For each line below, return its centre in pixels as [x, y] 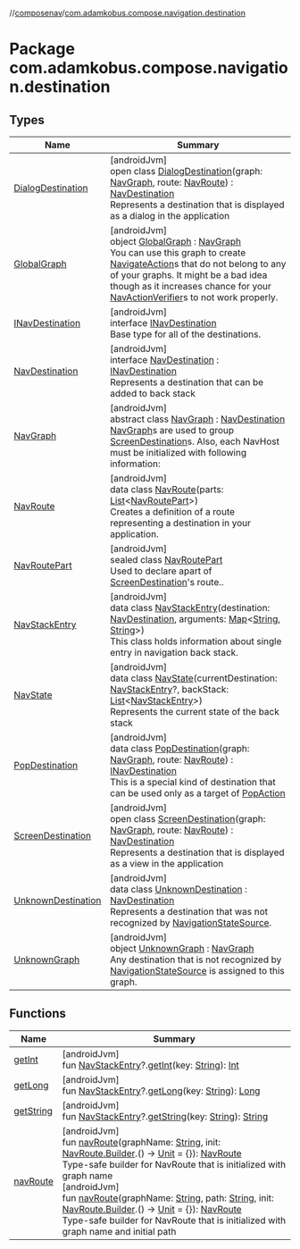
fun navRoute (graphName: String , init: [142, 1142]
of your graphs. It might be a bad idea [189, 275]
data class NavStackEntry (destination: [190, 608]
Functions [38, 1014]
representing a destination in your [181, 523]
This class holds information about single [196, 641]
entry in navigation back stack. [175, 653]
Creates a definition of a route [172, 511]
